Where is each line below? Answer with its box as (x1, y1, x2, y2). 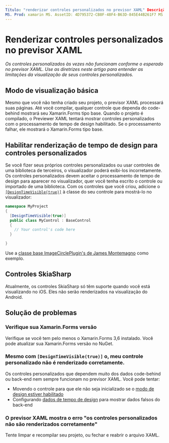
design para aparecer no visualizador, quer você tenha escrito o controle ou (5, 178, 162, 184)
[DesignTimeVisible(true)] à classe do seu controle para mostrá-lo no (5, 189, 152, 195)
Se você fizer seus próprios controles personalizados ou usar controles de (5, 162, 160, 168)
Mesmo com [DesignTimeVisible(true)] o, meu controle (5, 353, 143, 360)
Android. (5, 294, 23, 300)
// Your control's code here (14, 227, 75, 232)
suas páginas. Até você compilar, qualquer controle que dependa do (5, 105, 147, 111)
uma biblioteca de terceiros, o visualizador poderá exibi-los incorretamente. (5, 167, 162, 173)
